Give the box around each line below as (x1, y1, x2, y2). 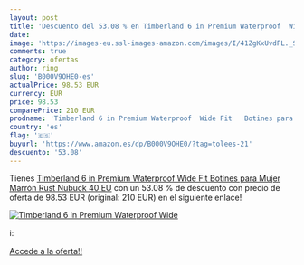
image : (9, 38, 34, 48)
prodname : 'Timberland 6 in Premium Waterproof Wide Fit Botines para (9, 114, 294, 123)
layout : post (9, 13, 59, 23)
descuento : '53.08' (9, 147, 83, 156)
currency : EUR (9, 89, 63, 98)
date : (9, 30, 30, 39)
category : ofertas (9, 55, 79, 64)
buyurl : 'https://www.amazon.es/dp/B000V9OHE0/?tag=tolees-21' (9, 139, 253, 148)
